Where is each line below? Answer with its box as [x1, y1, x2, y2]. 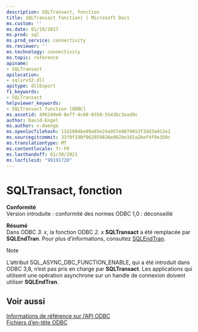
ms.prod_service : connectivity [6, 37, 86, 43]
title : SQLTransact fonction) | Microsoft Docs [6, 15, 130, 21]
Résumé [6, 222, 28, 230]
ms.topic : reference [6, 55, 59, 61]
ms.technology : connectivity [6, 49, 81, 55]
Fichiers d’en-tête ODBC [6, 319, 68, 326]
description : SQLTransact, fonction [6, 9, 100, 15]
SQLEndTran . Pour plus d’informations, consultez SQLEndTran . [6, 235, 166, 243]
